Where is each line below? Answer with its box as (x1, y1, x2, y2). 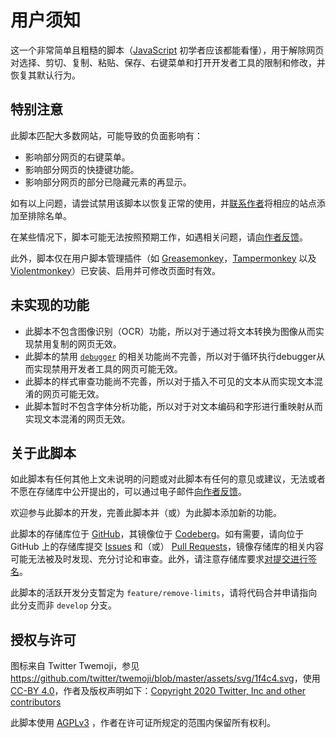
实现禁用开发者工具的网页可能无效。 (33, 362, 183, 375)
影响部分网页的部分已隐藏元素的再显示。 (24, 176, 192, 188)
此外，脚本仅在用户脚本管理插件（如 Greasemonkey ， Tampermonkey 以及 (10, 252, 317, 264)
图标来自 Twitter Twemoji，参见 (10, 660, 140, 672)
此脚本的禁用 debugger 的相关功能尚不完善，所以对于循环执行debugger (24, 350, 317, 362)
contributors (10, 696, 62, 708)
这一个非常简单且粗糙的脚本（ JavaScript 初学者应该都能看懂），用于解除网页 (10, 44, 325, 56)
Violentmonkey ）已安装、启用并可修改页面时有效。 (10, 264, 221, 276)
